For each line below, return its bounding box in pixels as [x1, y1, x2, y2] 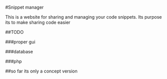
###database [5, 49, 33, 54]
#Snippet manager [5, 5, 44, 10]
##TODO [5, 29, 24, 35]
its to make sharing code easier [5, 20, 71, 25]
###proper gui [5, 39, 35, 45]
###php [5, 58, 22, 64]
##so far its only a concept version [5, 68, 78, 74]
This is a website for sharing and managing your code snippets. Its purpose [5, 14, 162, 20]
